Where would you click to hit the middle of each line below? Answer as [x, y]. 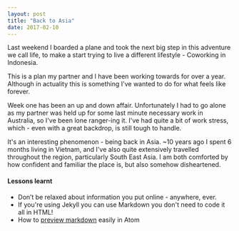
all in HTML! [35, 212]
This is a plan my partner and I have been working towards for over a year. [117, 76]
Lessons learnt [30, 181]
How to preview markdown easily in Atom [79, 220]
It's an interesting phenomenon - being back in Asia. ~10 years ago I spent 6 [119, 142]
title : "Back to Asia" [41, 21]
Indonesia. [23, 63]
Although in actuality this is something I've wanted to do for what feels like [117, 84]
